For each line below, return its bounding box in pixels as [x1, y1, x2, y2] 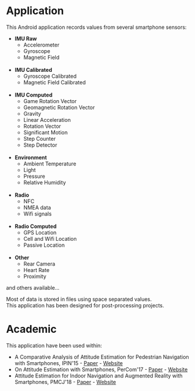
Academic [6, 323, 57, 336]
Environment [14, 154, 47, 161]
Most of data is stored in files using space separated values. [6, 296, 152, 303]
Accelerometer [23, 41, 60, 48]
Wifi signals [23, 210, 52, 217]
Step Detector [23, 141, 58, 148]
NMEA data [23, 204, 51, 211]
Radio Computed [14, 223, 57, 230]
